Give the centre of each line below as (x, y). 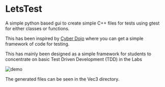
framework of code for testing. (37, 43)
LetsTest (24, 9)
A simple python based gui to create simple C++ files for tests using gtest (82, 23)
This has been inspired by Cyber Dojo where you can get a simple (74, 38)
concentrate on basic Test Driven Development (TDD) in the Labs (74, 59)
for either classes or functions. (37, 28)
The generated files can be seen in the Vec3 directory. (62, 79)
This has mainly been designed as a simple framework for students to (78, 54)
